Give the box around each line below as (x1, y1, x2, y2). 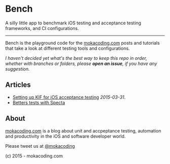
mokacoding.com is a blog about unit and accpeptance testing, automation (5, 127, 161, 134)
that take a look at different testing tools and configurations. (5, 45, 130, 51)
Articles (5, 81, 31, 89)
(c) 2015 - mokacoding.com (5, 153, 63, 159)
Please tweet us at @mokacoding (5, 143, 75, 149)
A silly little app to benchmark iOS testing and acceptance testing (5, 20, 142, 26)
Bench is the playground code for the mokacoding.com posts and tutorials (5, 40, 160, 46)
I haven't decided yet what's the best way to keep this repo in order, (5, 55, 148, 61)
